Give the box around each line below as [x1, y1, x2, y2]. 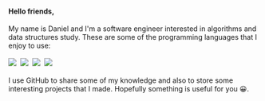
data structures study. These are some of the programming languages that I [8, 33, 258, 42]
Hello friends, [8, 6, 54, 16]
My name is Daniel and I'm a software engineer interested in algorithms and [8, 24, 257, 33]
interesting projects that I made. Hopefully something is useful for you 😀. [8, 84, 250, 94]
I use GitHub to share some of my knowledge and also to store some [8, 76, 234, 85]
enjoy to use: [8, 41, 51, 51]
